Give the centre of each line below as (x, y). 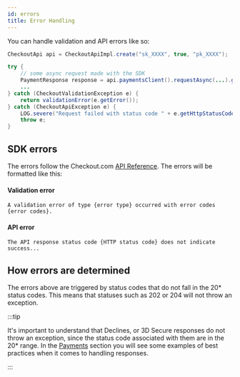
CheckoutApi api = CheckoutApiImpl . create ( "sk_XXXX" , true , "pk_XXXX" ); (118, 54)
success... (24, 248)
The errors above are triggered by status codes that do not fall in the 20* (115, 288)
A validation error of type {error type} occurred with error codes (111, 205)
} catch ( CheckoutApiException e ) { (62, 107)
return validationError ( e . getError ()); (80, 100)
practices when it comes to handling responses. (78, 353)
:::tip (14, 317)
